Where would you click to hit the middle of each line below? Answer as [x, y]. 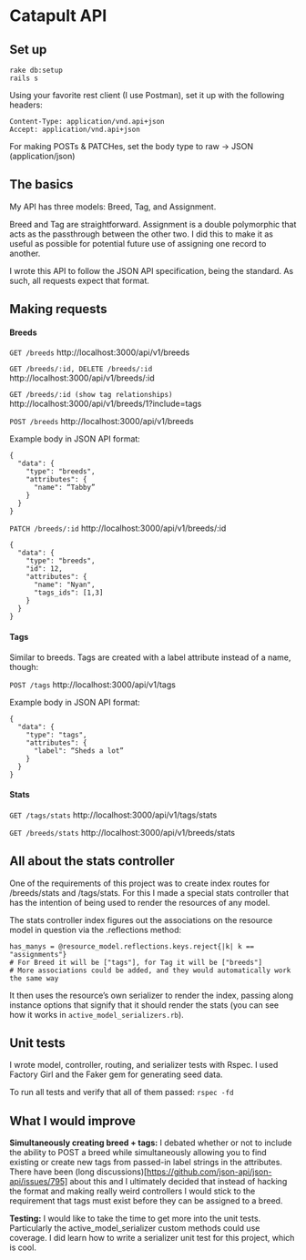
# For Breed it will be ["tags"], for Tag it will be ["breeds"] [136, 962]
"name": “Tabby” [64, 488]
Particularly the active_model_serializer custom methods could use [135, 1228]
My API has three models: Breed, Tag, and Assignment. [113, 207]
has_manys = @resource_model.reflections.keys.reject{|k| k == [132, 946]
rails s [24, 78]
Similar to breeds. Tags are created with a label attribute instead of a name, [150, 657]
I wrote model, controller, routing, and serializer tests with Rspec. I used [144, 1065]
